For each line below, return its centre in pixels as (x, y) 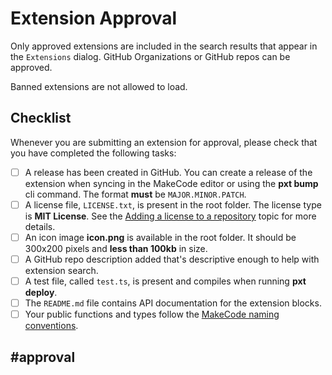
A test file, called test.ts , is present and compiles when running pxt (165, 281)
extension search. (61, 270)
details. (40, 226)
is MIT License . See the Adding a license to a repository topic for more (170, 216)
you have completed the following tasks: (93, 153)
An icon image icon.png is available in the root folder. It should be (160, 237)
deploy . (41, 293)
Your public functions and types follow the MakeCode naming (152, 314)
